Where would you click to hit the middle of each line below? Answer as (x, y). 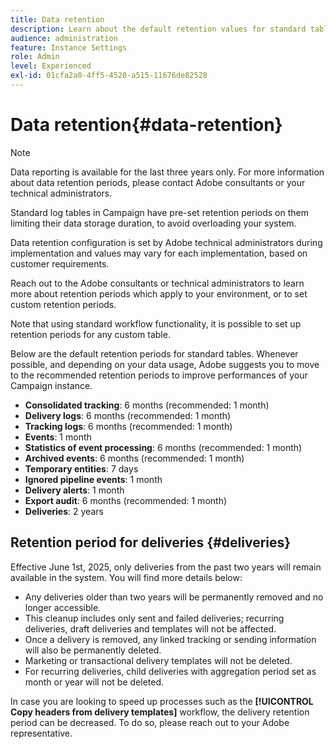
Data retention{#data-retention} (146, 125)
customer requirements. (60, 263)
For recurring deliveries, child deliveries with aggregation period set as (170, 671)
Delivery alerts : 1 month (74, 490)
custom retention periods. (63, 304)
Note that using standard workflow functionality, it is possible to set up (156, 323)
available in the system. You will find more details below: (126, 577)
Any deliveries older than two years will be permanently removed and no (174, 597)
